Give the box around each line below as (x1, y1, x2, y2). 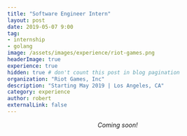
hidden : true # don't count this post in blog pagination (7, 69, 180, 76)
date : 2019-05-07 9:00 (7, 23, 74, 30)
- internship (7, 36, 46, 43)
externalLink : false (7, 102, 68, 109)
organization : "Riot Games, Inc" (7, 75, 105, 83)
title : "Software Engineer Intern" (7, 10, 111, 18)
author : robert (7, 95, 52, 102)
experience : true (7, 62, 58, 69)
